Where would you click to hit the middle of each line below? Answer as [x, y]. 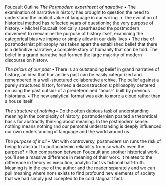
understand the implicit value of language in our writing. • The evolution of [81, 18]
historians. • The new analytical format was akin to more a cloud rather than [83, 96]
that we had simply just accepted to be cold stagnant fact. [64, 178]
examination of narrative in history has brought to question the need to [77, 12]
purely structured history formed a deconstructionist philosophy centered [80, 85]
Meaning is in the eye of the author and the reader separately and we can [80, 168]
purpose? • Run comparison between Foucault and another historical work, [82, 152]
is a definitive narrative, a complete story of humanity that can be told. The [81, 49]
